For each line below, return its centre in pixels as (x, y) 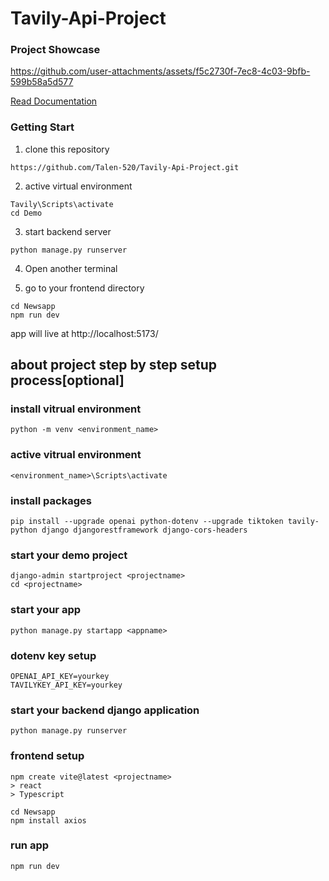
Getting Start (42, 127)
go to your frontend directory (84, 288)
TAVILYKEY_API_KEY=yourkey (66, 685)
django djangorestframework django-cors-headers (144, 530)
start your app (46, 610)
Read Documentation (54, 101)
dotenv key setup (53, 655)
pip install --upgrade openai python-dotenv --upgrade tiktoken (147, 522)
